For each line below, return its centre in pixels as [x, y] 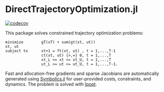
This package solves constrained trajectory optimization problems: [74, 33]
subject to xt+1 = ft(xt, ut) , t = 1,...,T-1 [60, 51]
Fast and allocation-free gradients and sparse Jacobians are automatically [82, 73]
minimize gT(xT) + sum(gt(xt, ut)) [50, 42]
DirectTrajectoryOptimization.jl [72, 9]
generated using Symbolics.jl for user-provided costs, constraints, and [78, 78]
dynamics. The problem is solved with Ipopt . [51, 84]
